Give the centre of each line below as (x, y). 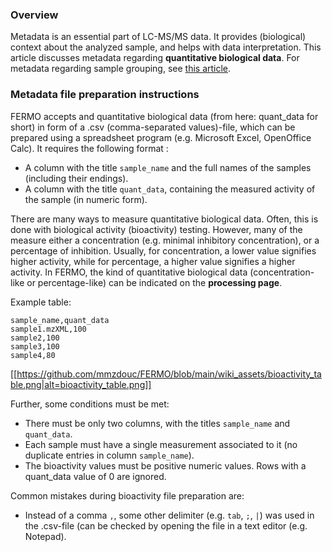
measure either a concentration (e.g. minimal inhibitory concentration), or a (165, 240)
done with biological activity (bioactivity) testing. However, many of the (156, 229)
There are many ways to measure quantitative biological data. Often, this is (164, 219)
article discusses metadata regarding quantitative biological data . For (155, 58)
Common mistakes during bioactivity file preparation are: (127, 495)
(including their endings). (76, 178)
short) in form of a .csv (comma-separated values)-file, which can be (153, 127)
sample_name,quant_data (60, 320)
